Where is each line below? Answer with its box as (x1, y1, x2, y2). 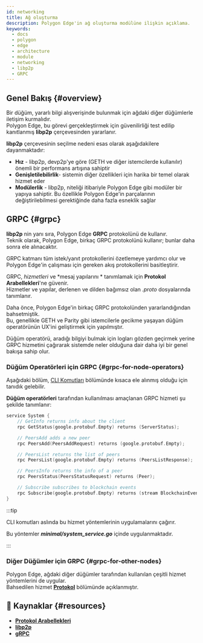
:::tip (6, 506, 18, 514)
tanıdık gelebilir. (6, 383, 46, 390)
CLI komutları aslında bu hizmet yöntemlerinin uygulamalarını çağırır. (6, 518, 176, 526)
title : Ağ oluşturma (6, 15, 59, 21)
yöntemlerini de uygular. (6, 577, 66, 584)
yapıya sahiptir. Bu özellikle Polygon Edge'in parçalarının (14, 190, 155, 198)
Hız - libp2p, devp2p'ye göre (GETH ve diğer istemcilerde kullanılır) (14, 158, 182, 166)
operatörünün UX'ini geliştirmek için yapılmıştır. (6, 323, 124, 330)
